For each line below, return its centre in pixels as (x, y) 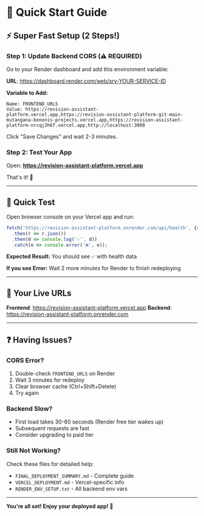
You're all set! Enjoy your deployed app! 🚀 (60, 506)
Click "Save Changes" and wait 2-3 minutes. (62, 136)
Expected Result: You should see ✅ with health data (72, 256)
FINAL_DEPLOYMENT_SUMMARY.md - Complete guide (74, 476)
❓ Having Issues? (39, 340)
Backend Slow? (29, 408)
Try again (27, 392)
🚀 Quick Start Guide (57, 12)
